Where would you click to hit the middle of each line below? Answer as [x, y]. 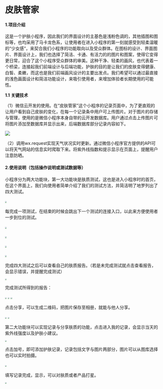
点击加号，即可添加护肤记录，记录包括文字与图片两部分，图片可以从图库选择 [81, 349]
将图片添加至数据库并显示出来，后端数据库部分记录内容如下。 [67, 124]
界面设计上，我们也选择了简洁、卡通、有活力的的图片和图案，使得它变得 [86, 54]
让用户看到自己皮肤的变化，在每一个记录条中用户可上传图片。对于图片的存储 [81, 112]
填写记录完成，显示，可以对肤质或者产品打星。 [52, 375]
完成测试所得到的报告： [28, 287]
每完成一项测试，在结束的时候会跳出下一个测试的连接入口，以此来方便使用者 [81, 211]
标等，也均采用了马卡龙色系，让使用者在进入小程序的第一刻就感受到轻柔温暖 [81, 42]
